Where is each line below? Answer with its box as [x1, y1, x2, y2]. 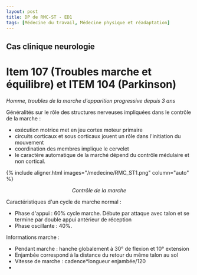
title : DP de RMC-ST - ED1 [6, 14, 73, 20]
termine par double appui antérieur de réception [14, 216, 132, 223]
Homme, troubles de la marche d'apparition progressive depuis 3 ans [6, 97, 176, 104]
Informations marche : [6, 234, 60, 241]
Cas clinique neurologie [6, 41, 96, 51]
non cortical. [14, 158, 45, 165]
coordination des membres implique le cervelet [14, 145, 130, 152]
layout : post [6, 8, 38, 15]
